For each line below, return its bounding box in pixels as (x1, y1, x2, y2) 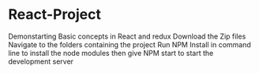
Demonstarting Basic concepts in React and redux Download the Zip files (8, 31, 246, 41)
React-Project (8, 6, 101, 24)
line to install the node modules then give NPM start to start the (8, 48, 214, 57)
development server (8, 57, 73, 66)
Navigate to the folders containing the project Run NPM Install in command (8, 39, 251, 49)
